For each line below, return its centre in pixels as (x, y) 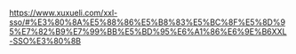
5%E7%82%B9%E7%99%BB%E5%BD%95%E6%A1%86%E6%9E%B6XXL (148, 31)
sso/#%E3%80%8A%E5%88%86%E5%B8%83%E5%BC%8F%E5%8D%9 (148, 22)
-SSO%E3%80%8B (45, 41)
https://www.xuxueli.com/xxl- (64, 13)
